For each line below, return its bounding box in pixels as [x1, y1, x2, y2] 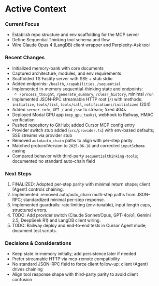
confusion [12, 277, 32, 283]
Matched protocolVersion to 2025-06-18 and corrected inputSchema [12, 142, 145, 149]
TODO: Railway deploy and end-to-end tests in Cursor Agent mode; [12, 222, 147, 229]
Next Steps [5, 170, 32, 177]
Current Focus [5, 21, 40, 28]
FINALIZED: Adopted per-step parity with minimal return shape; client [12, 181, 151, 187]
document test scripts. [12, 228, 57, 234]
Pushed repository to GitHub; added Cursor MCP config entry [12, 122, 135, 128]
